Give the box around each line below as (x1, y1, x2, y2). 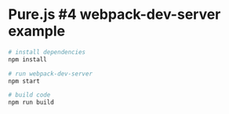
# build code (8, 91, 51, 99)
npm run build (8, 98, 55, 107)
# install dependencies (8, 48, 86, 56)
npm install (8, 55, 47, 64)
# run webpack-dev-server (8, 69, 93, 78)
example (8, 22, 66, 40)
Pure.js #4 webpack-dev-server (8, 6, 221, 24)
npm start (8, 77, 41, 85)
